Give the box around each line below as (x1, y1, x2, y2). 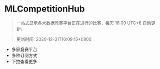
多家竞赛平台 (11, 46, 37, 52)
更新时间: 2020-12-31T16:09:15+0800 (16, 36, 92, 42)
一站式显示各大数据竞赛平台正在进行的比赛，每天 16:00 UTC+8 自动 (16, 20, 151, 26)
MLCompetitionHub (4, 3, 85, 14)
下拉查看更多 (11, 58, 37, 64)
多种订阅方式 (11, 52, 37, 58)
